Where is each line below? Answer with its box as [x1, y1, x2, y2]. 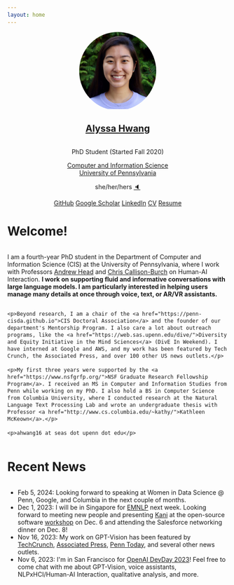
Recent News [7, 459, 86, 474]
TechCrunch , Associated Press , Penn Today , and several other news [17, 540, 215, 549]
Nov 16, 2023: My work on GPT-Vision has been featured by [17, 532, 191, 541]
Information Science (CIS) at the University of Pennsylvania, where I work [7, 260, 219, 268]
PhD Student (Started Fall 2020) [71, 147, 165, 156]
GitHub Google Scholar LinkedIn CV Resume [53, 198, 182, 207]
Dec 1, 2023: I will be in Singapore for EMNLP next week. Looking [17, 503, 207, 511]
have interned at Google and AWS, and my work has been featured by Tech [7, 345, 228, 352]
